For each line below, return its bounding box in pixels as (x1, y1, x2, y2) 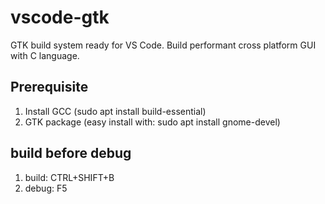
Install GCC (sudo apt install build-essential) (24, 105, 207, 117)
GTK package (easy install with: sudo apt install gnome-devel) (24, 116, 281, 128)
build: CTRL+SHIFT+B (24, 171, 115, 183)
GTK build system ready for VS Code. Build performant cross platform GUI (10, 39, 317, 51)
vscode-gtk (10, 6, 110, 29)
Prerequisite (10, 79, 89, 96)
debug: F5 (24, 182, 68, 194)
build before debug (10, 145, 132, 162)
